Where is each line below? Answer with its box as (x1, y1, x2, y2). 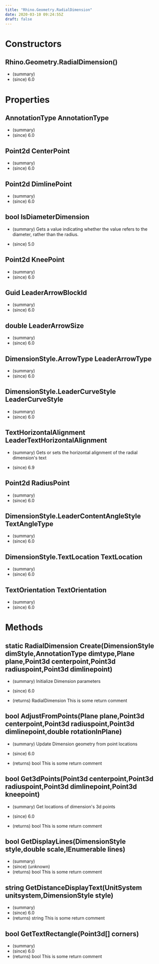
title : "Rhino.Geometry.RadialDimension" (5, 7, 93, 12)
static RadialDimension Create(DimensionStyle (5, 642, 155, 650)
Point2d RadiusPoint (5, 479, 70, 487)
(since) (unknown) (12, 864, 50, 870)
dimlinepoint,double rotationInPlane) (5, 727, 122, 736)
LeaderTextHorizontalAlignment (5, 436, 107, 445)
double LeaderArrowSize (5, 321, 84, 330)
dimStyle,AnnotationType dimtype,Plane (5, 649, 135, 658)
